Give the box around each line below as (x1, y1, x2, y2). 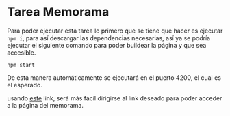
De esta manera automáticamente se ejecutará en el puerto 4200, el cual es (7, 73, 221, 82)
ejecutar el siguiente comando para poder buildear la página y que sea (7, 41, 207, 49)
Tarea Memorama (7, 4, 110, 20)
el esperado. (7, 81, 42, 89)
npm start (7, 61, 36, 68)
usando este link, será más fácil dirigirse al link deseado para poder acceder (7, 93, 222, 102)
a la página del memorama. (7, 101, 84, 109)
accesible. (7, 48, 36, 57)
